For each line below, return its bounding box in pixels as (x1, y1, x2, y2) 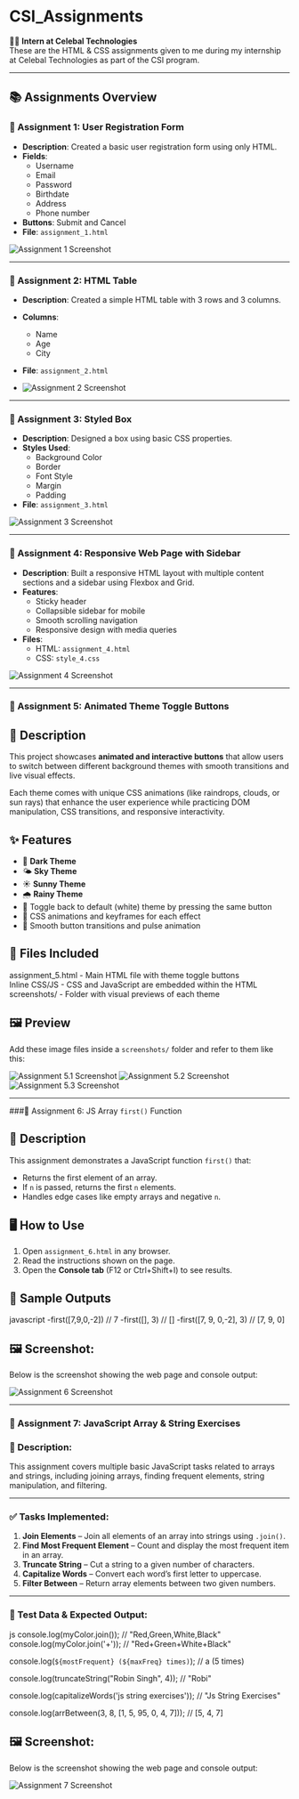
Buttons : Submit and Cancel (21, 216, 126, 228)
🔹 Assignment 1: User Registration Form (9, 121, 184, 134)
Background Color (35, 452, 102, 463)
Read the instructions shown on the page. (21, 1255, 175, 1266)
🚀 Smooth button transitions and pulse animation (21, 920, 201, 931)
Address (35, 198, 67, 208)
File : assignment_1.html (21, 226, 109, 237)
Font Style (35, 471, 73, 482)
